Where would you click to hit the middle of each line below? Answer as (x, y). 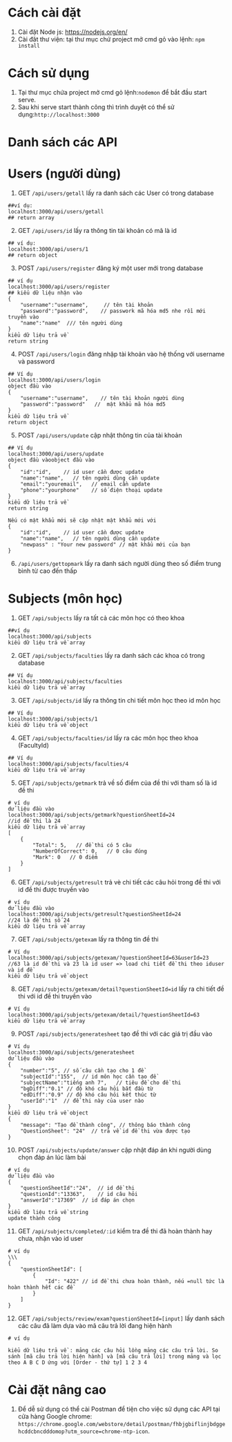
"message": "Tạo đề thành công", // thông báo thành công (105, 1125)
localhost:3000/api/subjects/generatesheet (71, 1052)
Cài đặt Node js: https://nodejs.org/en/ (72, 32)
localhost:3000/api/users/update (56, 454)
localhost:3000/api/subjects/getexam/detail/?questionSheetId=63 (104, 1015)
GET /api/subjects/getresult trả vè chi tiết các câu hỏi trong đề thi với (119, 882)
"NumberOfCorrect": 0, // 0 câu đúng (90, 851)
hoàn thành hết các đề (40, 1287)
